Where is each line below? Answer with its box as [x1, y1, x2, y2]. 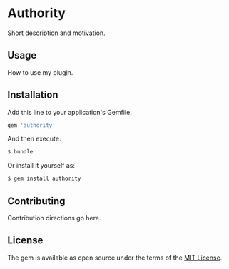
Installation [7, 89, 58, 101]
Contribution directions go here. [7, 214, 101, 222]
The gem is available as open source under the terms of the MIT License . [7, 253, 223, 262]
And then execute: [7, 134, 61, 143]
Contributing [7, 195, 66, 207]
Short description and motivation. [7, 29, 106, 37]
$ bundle [7, 148, 34, 156]
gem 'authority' [7, 121, 56, 129]
